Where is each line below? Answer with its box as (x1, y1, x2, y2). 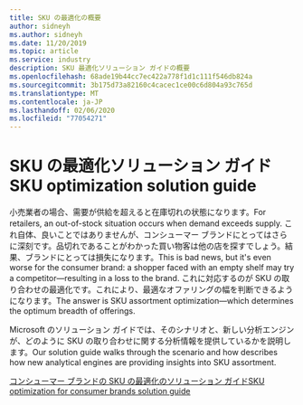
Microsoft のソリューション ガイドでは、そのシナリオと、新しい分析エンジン (9, 325, 295, 335)
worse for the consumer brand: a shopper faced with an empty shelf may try (9, 262, 295, 273)
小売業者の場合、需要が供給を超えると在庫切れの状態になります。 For (9, 207, 267, 218)
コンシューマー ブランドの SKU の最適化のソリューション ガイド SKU (9, 376, 265, 387)
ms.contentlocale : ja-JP (9, 97, 103, 107)
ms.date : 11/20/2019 (9, 38, 88, 48)
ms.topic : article (9, 47, 79, 56)
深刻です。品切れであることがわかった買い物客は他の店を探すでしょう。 (16, 240, 286, 251)
